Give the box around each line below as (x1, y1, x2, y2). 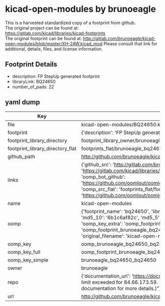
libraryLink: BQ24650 (12, 78, 55, 84)
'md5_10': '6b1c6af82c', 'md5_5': (81, 214, 161, 221)
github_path (7, 153, 35, 160)
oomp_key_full (7, 248, 41, 255)
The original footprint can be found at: (5, 35, 82, 41)
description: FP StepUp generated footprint (12, 73, 100, 79)
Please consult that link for (103, 40, 158, 46)
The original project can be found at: (5, 25, 79, 31)
